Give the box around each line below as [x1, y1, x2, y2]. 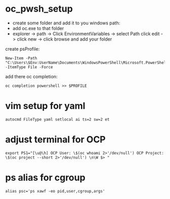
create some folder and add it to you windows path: [12, 20, 120, 26]
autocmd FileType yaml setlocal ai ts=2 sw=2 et [5, 117, 110, 122]
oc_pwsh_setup [5, 3, 73, 15]
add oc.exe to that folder [12, 25, 64, 31]
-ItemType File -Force [5, 64, 53, 70]
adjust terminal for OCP [5, 134, 106, 145]
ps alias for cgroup [5, 172, 86, 183]
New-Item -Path [5, 55, 37, 61]
